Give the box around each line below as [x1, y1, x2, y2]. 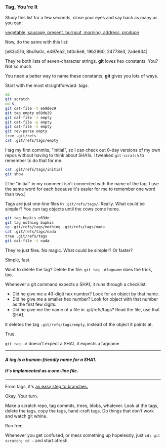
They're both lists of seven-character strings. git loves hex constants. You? [5, 58, 158, 64]
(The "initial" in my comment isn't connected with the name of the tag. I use [5, 180, 159, 186]
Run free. [5, 422, 24, 428]
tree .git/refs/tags [5, 234, 48, 239]
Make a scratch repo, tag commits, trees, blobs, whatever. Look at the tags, [5, 403, 159, 408]
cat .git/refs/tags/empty [5, 138, 58, 143]
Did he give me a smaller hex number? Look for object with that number [12, 296, 158, 302]
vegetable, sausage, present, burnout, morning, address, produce [5, 30, 139, 36]
